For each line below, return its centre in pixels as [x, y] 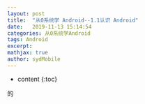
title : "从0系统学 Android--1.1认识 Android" [73, 20]
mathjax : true [28, 53]
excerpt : [20, 46]
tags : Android [28, 40]
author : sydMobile [34, 59]
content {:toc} [37, 79]
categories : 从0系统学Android [49, 33]
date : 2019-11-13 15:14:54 [49, 27]
